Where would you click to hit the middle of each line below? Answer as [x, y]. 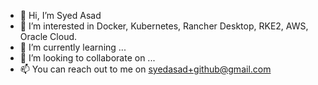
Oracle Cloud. [48, 36]
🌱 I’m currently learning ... [73, 47]
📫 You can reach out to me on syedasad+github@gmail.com [145, 69]
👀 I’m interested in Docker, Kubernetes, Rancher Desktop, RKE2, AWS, [164, 26]
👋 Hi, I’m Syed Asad [60, 15]
